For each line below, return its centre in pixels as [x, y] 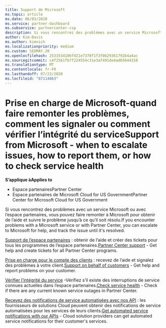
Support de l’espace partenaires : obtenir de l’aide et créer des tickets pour [81, 240]
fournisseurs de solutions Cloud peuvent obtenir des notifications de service [83, 305]
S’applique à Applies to [29, 180]
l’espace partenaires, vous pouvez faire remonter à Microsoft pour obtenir [80, 214]
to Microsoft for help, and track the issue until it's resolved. [65, 230]
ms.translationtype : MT [30, 65]
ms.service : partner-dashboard [37, 23]
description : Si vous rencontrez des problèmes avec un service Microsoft [84, 33]
